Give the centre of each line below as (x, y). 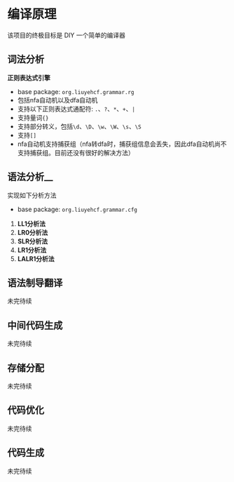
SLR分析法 (33, 241)
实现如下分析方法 (32, 195)
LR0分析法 (33, 232)
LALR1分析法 (36, 259)
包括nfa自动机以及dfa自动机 (57, 100)
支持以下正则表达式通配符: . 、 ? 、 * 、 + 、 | (76, 109)
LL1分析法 (32, 223)
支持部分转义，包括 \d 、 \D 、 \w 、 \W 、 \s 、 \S (79, 126)
